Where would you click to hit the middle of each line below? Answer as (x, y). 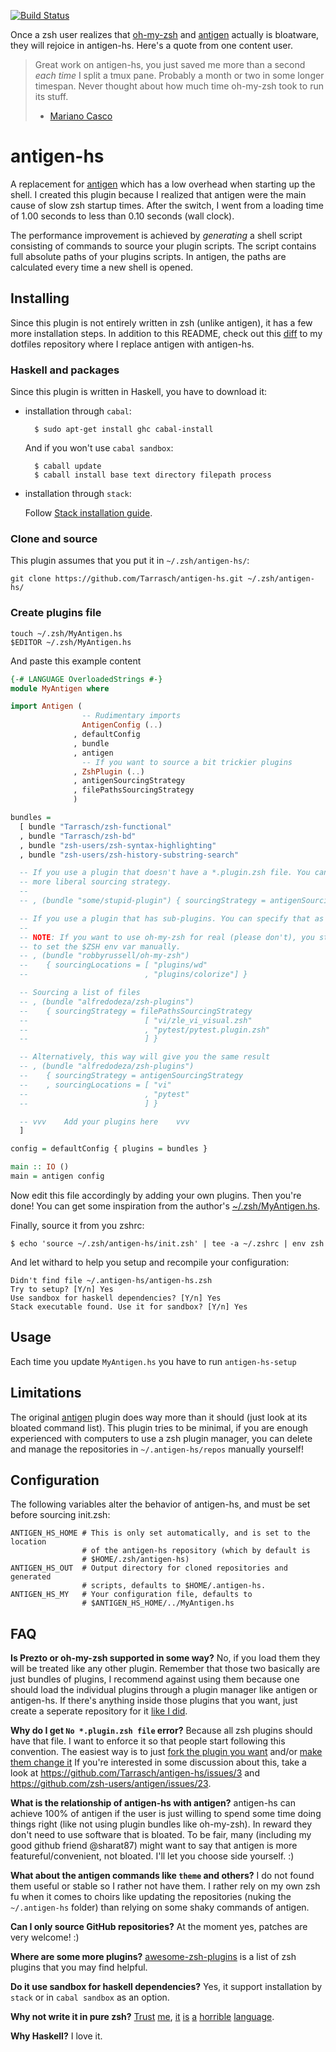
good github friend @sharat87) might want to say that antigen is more (154, 1846)
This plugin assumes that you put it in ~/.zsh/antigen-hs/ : (130, 561)
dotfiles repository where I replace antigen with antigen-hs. (132, 344)
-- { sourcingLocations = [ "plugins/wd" (113, 965)
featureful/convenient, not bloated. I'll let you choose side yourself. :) (152, 1856)
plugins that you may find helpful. (79, 1967)
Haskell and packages (65, 370)
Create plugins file (56, 613)
